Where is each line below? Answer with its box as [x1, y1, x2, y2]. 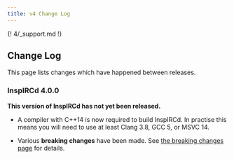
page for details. [17, 144, 65, 152]
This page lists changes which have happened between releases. [7, 68, 196, 77]
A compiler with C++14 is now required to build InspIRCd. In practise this [17, 115, 227, 123]
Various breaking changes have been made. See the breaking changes [17, 136, 224, 144]
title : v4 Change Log [7, 10, 71, 18]
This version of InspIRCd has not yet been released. [7, 102, 161, 110]
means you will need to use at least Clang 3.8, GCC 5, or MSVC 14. [17, 123, 210, 131]
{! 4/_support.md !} [7, 29, 62, 38]
